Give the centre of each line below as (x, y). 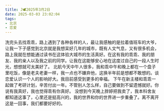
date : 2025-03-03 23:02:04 (32, 14)
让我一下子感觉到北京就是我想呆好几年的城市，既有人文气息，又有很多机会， (82, 48)
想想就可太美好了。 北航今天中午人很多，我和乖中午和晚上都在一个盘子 (85, 67)
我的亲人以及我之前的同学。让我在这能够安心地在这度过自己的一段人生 (84, 61)
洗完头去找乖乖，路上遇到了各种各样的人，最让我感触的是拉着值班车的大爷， (82, 43)
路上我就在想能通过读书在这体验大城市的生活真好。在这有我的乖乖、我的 (78, 55)
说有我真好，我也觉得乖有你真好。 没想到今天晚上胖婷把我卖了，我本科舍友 (81, 91)
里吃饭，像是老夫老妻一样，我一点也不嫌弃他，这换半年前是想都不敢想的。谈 (82, 73)
